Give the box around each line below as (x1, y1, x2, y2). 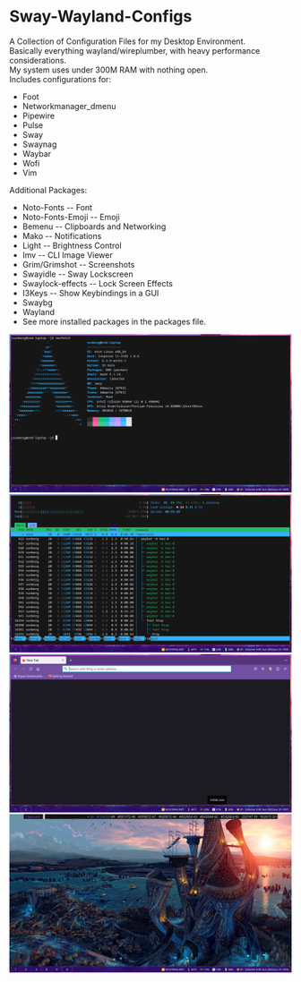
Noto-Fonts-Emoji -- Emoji (21, 211, 121, 222)
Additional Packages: (9, 184, 88, 195)
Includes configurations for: (9, 73, 112, 84)
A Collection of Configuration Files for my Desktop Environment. (9, 36, 246, 47)
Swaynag (21, 139, 57, 149)
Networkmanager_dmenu (21, 100, 116, 111)
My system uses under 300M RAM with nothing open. (9, 64, 209, 75)
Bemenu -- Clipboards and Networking (21, 221, 167, 232)
